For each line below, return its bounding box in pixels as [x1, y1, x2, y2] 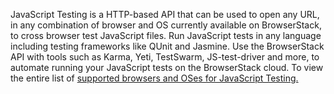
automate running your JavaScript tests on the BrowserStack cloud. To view [10, 62, 324, 73]
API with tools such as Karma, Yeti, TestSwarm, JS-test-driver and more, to [10, 51, 320, 63]
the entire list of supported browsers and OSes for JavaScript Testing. [10, 72, 299, 84]
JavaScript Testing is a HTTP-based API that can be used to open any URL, [10, 9, 320, 20]
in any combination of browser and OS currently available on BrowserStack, [10, 19, 322, 31]
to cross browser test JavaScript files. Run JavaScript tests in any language [10, 30, 322, 41]
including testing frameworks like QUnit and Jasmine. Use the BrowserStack [10, 40, 325, 52]
